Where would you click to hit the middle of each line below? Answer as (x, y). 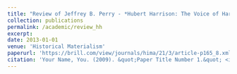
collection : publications (45, 20)
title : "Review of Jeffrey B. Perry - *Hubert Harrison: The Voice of (113, 14)
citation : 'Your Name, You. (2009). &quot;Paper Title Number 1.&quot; (115, 60)
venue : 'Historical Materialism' (56, 47)
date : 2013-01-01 (33, 40)
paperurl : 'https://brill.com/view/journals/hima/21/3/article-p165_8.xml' (121, 54)
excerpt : (20, 33)
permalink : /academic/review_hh (55, 27)
